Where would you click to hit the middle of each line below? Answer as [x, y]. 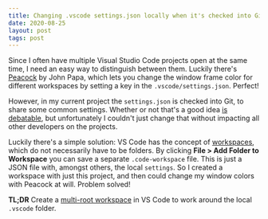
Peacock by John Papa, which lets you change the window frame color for [131, 77]
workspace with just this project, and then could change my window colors [132, 176]
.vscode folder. [32, 209]
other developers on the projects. [63, 127]
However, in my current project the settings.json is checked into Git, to [126, 101]
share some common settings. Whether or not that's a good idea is [118, 110]
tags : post [26, 38]
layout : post [30, 30]
